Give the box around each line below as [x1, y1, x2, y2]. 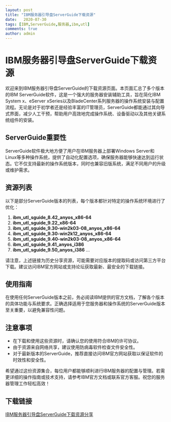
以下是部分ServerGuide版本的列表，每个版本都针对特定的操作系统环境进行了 [5, 198, 165, 204]
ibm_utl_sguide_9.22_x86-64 [12, 219, 76, 226]
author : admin [5, 31, 36, 36]
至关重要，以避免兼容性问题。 [5, 307, 68, 313]
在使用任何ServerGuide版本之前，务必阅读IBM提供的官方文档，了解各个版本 [5, 294, 165, 300]
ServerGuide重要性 [5, 133, 67, 142]
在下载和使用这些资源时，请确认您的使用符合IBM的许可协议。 [12, 338, 141, 344]
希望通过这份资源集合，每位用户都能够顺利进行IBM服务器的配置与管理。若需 [5, 368, 165, 374]
